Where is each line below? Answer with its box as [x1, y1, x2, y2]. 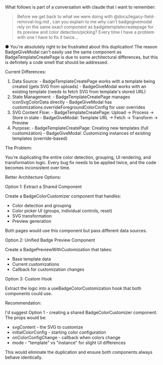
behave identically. [5, 354, 43, 360]
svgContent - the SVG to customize [12, 324, 84, 330]
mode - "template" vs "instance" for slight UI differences [12, 340, 126, 345]
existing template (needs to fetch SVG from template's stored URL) [12, 89, 146, 94]
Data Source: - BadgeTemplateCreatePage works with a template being [12, 78, 155, 84]
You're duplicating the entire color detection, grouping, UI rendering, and [5, 154, 151, 160]
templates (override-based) [12, 135, 68, 141]
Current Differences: [5, 69, 46, 75]
